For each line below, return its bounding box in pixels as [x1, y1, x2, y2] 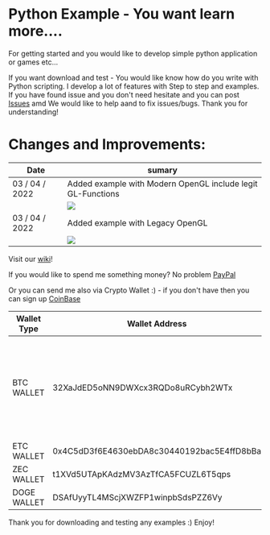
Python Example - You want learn [8, 5, 235, 23]
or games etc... [8, 57, 59, 67]
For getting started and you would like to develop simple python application [8, 48, 258, 58]
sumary [147, 164, 178, 176]
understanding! [8, 106, 59, 117]
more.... [8, 22, 63, 40]
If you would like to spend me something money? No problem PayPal [8, 269, 236, 279]
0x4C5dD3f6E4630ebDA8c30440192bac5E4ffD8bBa [51, 445, 262, 456]
